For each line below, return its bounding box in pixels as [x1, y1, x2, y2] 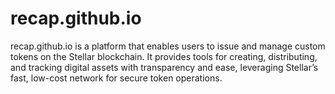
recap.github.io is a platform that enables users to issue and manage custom [10, 40, 326, 52]
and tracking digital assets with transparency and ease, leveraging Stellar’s [10, 61, 319, 73]
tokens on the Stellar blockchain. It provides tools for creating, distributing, [10, 50, 318, 62]
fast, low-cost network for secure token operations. [10, 72, 223, 84]
